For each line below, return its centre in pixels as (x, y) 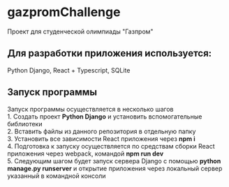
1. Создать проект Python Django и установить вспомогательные (105, 117)
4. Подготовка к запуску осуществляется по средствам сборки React (111, 146)
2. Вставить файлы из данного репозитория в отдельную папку (102, 131)
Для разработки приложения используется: (110, 53)
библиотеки (25, 124)
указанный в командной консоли (57, 176)
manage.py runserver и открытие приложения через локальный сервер (115, 168)
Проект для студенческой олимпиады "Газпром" (80, 31)
